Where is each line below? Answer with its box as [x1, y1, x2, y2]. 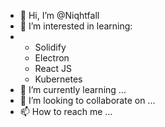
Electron [34, 52, 70, 64]
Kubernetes [34, 73, 83, 85]
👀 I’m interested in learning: [19, 20, 133, 32]
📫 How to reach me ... [19, 106, 113, 117]
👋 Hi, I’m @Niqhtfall [19, 10, 100, 21]
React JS [34, 63, 73, 74]
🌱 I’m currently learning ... [19, 84, 127, 95]
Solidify [34, 41, 67, 53]
